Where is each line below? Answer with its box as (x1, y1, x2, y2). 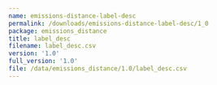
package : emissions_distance (8, 27, 107, 35)
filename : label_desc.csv (8, 42, 96, 50)
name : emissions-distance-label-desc (8, 11, 137, 20)
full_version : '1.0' (8, 57, 79, 66)
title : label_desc (8, 34, 71, 43)
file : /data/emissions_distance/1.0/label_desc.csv (8, 65, 187, 73)
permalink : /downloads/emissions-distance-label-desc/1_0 (8, 19, 209, 28)
